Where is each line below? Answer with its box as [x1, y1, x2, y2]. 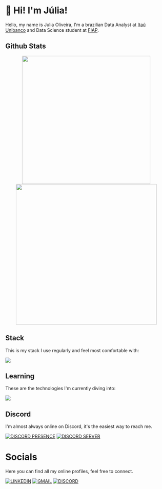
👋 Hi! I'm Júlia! [5, 5, 68, 16]
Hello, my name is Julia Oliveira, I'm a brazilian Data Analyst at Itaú [5, 22, 146, 28]
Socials [5, 451, 37, 463]
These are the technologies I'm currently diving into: [5, 385, 116, 392]
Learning [5, 372, 35, 380]
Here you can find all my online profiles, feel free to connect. [5, 468, 133, 475]
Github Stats [5, 42, 46, 51]
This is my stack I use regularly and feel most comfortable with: [5, 347, 139, 353]
